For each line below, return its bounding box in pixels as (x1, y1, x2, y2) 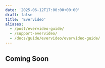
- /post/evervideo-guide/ (10, 26, 65, 31)
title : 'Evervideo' (5, 17, 46, 22)
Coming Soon (5, 54, 49, 63)
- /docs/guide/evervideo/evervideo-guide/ (10, 36, 100, 41)
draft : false (5, 12, 33, 17)
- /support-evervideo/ (10, 31, 58, 36)
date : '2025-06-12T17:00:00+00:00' (5, 7, 80, 13)
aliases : (5, 21, 24, 27)
